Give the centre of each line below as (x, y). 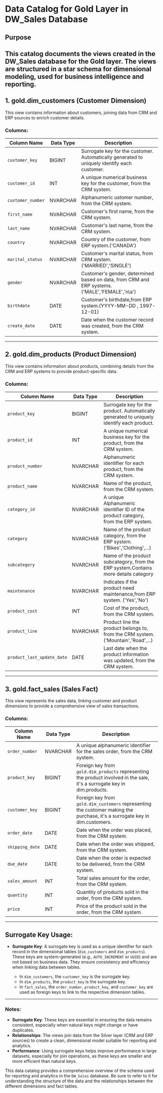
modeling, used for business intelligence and (74, 76)
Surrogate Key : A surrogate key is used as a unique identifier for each (82, 946)
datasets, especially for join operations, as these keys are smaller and (81, 1056)
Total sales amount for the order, (114, 878)
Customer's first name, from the (117, 211)
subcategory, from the (129, 562)
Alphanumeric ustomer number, (117, 197)
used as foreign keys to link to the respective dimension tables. (82, 992)
